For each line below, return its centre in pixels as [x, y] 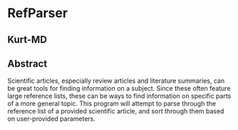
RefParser [38, 13]
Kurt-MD [27, 40]
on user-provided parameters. [52, 119]
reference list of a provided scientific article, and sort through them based [116, 111]
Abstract [27, 63]
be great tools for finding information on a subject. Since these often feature [119, 89]
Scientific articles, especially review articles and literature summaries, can [116, 81]
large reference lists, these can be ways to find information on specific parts [119, 96]
